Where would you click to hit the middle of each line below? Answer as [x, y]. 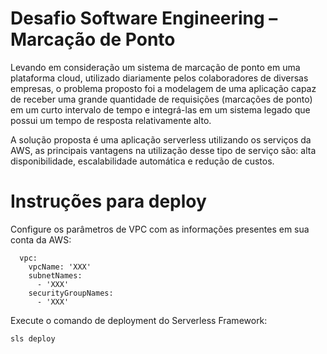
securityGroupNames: [71, 293]
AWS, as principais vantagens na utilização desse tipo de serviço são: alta [163, 150]
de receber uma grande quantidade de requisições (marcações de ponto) [161, 99]
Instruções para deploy [108, 201]
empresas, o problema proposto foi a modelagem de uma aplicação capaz [163, 88]
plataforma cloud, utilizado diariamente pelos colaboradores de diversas [159, 78]
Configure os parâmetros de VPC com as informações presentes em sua [160, 229]
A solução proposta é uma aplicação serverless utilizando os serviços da [161, 139]
